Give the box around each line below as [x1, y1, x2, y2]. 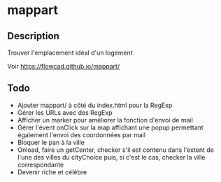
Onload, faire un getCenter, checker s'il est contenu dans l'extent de [17, 146, 215, 154]
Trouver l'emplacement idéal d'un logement [7, 48, 133, 57]
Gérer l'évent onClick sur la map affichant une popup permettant [17, 123, 204, 132]
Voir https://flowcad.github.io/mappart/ [7, 62, 120, 70]
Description [7, 30, 59, 42]
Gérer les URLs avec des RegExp [17, 108, 113, 117]
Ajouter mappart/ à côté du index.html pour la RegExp [17, 101, 173, 109]
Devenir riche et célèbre [17, 167, 87, 176]
